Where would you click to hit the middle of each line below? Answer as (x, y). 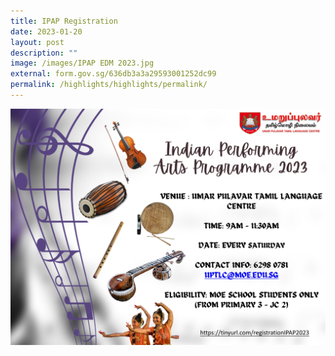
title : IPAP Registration (64, 21)
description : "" (44, 53)
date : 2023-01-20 (46, 31)
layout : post (37, 42)
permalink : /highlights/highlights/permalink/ (109, 85)
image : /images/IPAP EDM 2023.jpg (82, 63)
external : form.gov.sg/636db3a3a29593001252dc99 (113, 74)
